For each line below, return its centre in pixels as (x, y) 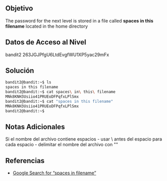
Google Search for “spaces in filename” (54, 173)
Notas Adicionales (35, 127)
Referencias (25, 161)
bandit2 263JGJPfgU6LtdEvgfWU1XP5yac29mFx (57, 54)
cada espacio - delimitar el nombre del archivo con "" (62, 145)
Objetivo (19, 8)
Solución (20, 71)
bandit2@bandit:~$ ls (28, 82)
